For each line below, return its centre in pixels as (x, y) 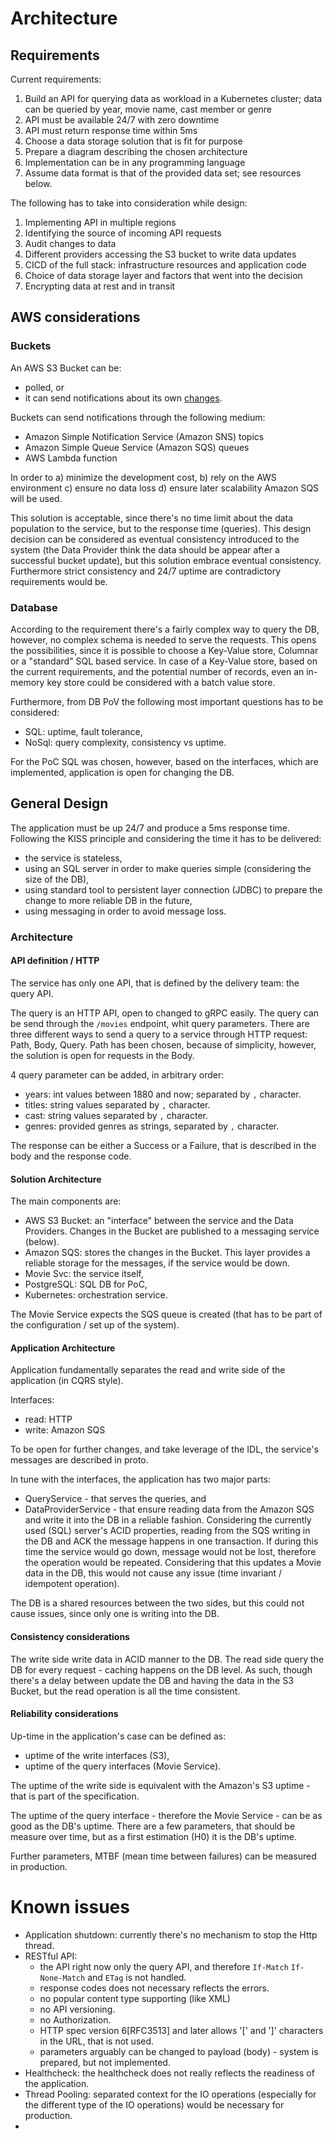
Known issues (70, 1906)
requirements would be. (59, 581)
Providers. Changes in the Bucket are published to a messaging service (172, 1231)
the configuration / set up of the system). (95, 1325)
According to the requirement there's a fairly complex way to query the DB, (165, 629)
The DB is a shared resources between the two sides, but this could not (157, 1603)
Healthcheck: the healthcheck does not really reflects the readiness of (169, 2073)
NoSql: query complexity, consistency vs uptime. (125, 742)
